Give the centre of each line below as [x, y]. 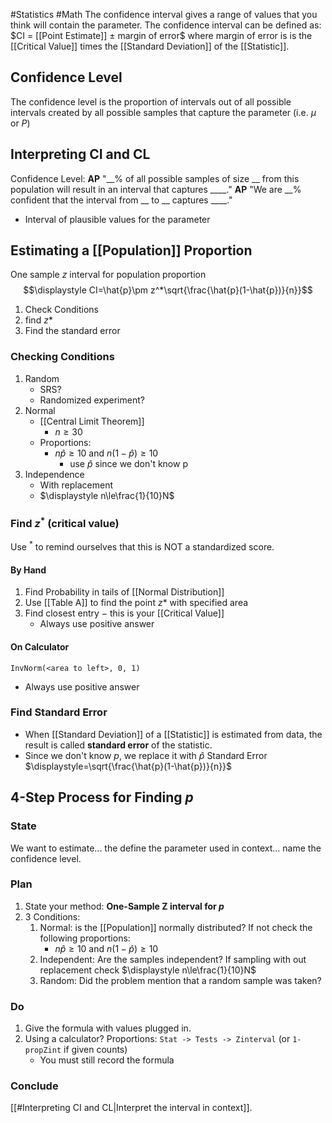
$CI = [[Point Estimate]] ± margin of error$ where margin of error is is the [161, 35]
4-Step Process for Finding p [102, 797]
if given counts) [95, 1050]
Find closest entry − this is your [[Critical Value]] [124, 613]
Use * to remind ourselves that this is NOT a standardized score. [142, 546]
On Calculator [40, 646]
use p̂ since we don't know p [128, 463]
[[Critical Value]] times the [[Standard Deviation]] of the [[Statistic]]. [150, 46]
